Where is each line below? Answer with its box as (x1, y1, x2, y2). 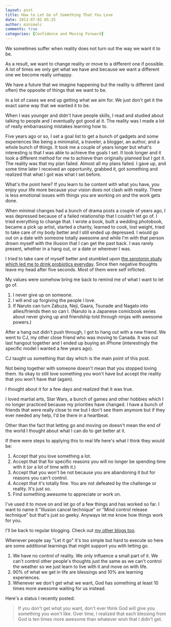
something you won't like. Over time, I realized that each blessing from (17, 611, 166, 617)
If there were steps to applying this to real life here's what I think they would (5, 438, 165, 443)
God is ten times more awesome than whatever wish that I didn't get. (17, 616, 162, 622)
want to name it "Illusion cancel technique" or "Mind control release (5, 507, 148, 513)
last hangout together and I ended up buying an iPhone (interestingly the (5, 340, 158, 346)
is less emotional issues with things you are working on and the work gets (5, 192, 161, 198)
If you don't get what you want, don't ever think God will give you (17, 605, 155, 611)
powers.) (12, 319, 32, 325)
